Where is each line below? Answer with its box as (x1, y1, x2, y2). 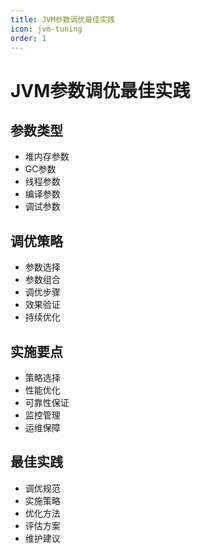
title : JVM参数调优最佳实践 (10, 14, 115, 25)
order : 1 (10, 33, 47, 43)
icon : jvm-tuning (10, 24, 83, 34)
